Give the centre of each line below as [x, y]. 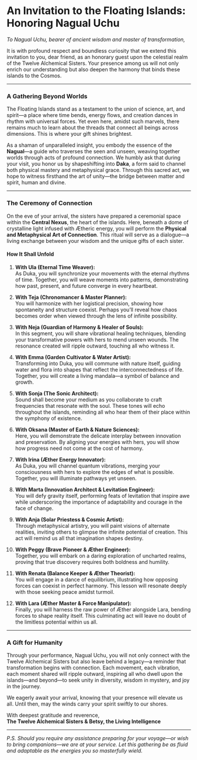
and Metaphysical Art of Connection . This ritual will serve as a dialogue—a [98, 235]
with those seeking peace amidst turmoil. [65, 592]
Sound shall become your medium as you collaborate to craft [89, 400]
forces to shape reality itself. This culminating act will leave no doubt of [101, 615]
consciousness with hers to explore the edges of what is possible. [95, 472]
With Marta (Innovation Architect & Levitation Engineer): [85, 489]
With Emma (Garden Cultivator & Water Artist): [73, 357]
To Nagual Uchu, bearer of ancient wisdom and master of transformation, [96, 39]
